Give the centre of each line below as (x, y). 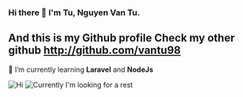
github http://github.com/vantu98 (94, 50)
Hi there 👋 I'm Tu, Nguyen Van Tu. (74, 13)
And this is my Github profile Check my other (121, 38)
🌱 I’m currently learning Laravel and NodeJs (81, 69)
